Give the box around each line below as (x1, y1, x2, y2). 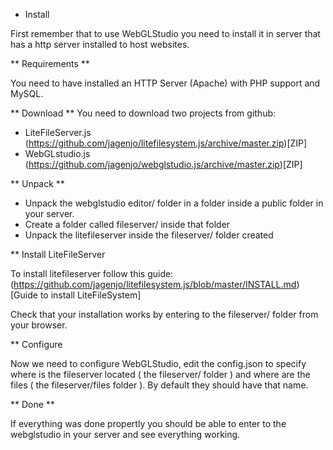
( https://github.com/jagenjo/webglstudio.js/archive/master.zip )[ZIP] (24, 159, 303, 170)
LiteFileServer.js (24, 127, 92, 138)
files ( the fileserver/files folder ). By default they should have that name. (10, 379, 309, 391)
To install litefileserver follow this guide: (10, 268, 174, 279)
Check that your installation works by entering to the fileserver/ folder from (10, 309, 319, 320)
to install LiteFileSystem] (39, 289, 142, 301)
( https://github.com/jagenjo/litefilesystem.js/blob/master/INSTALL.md (10, 279, 297, 290)
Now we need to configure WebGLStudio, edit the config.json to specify (10, 358, 307, 369)
